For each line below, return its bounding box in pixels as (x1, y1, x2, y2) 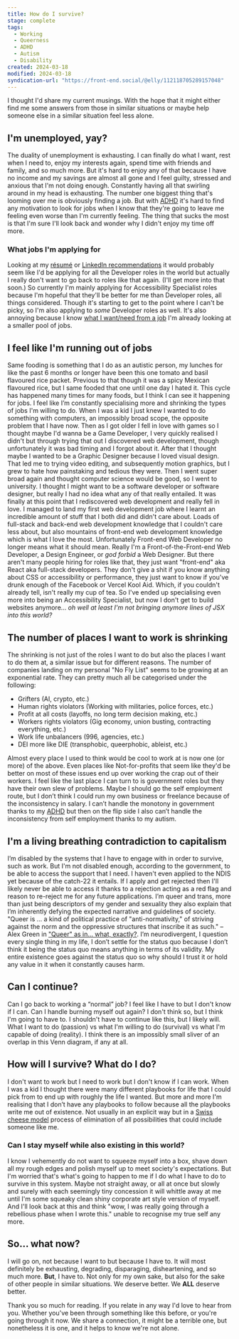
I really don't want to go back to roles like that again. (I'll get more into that (7, 276, 225, 284)
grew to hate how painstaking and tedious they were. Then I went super (7, 467, 218, 476)
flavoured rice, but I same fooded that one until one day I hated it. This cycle (7, 384, 231, 392)
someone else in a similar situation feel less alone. (7, 111, 154, 120)
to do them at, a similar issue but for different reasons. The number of (7, 658, 212, 667)
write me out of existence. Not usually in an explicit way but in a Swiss (7, 1107, 213, 1116)
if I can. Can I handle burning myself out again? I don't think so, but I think (7, 1007, 223, 1016)
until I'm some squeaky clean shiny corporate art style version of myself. (7, 1194, 221, 1203)
